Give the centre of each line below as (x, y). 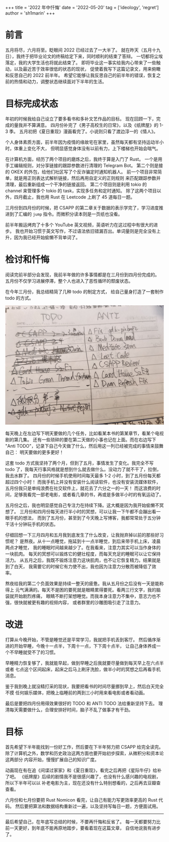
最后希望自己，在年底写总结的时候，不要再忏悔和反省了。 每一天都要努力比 (83, 821)
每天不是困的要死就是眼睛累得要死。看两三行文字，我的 (99, 590)
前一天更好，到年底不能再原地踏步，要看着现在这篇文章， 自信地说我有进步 (83, 828)
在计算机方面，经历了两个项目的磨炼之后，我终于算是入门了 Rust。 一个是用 (84, 159)
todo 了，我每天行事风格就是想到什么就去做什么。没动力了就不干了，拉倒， (83, 469)
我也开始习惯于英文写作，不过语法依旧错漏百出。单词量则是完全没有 (86, 231)
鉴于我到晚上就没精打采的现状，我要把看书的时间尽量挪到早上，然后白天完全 (84, 686)
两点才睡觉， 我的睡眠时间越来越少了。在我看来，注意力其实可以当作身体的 (83, 547)
